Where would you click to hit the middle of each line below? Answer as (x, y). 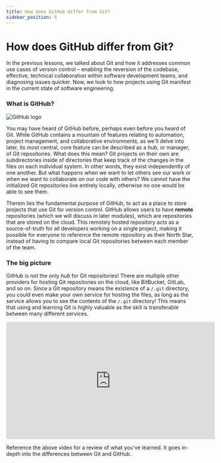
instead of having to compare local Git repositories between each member (97, 241)
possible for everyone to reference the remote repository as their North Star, (100, 234)
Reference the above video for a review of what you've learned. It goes (93, 448)
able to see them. (27, 192)
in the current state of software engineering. (60, 88)
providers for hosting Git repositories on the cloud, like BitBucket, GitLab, (96, 282)
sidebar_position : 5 (32, 17)
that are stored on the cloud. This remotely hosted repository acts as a (93, 222)
